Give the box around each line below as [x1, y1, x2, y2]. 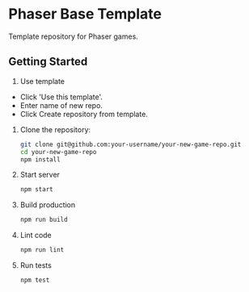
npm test [19, 276, 50, 284]
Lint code [19, 231, 53, 240]
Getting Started [8, 55, 88, 69]
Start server [19, 170, 61, 180]
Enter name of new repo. [19, 100, 103, 110]
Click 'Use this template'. [19, 92, 103, 102]
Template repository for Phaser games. [8, 31, 139, 41]
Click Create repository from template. [19, 109, 148, 119]
